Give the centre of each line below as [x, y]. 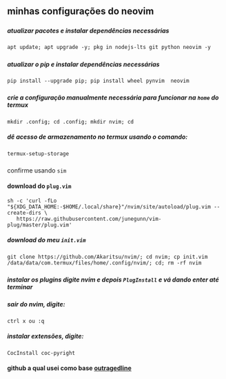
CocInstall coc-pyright [41, 353]
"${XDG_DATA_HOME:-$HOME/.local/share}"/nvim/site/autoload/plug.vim [109, 206]
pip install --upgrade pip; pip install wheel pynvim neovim [98, 81]
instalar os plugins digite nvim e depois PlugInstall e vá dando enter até [113, 280]
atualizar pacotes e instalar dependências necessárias [88, 30]
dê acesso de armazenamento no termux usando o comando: [97, 137]
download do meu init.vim [47, 240]
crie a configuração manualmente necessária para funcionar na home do [113, 98]
